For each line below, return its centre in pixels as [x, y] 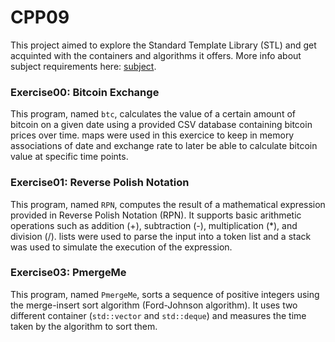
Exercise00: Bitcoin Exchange [85, 92]
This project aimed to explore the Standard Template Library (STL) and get [163, 45]
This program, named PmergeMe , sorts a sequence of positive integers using [165, 294]
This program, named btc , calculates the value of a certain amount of [153, 114]
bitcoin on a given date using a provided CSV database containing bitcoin [161, 125]
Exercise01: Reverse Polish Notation [100, 183]
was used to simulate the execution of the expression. [121, 247]
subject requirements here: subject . [83, 66]
